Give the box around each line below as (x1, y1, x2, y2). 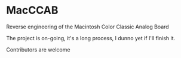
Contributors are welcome (6, 46, 70, 53)
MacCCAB (6, 4, 59, 17)
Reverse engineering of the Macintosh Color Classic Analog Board (6, 23, 169, 30)
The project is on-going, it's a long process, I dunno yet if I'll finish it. (6, 34, 176, 41)
